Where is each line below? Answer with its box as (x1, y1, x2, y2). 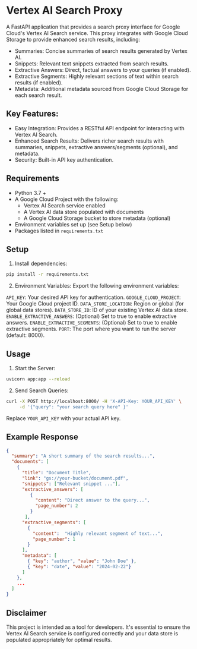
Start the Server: (14, 365, 55, 372)
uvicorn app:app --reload (6, 376, 70, 382)
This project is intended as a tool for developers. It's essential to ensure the (6, 623, 190, 631)
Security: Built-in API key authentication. (14, 156, 114, 163)
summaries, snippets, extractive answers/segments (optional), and (14, 143, 178, 150)
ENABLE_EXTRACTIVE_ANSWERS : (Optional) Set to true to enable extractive (6, 313, 177, 320)
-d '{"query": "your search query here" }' (19, 404, 129, 410)
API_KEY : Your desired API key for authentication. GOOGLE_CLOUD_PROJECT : (6, 294, 181, 301)
